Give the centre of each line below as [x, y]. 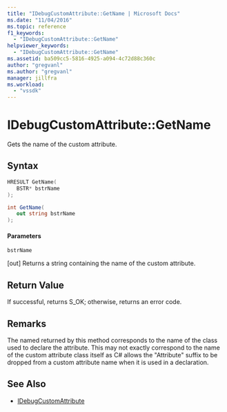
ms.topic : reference [37, 26]
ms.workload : [26, 84]
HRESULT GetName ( [32, 182]
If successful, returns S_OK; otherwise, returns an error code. [95, 302]
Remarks [27, 324]
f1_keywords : [26, 33]
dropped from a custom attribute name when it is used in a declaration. [108, 362]
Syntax [23, 166]
